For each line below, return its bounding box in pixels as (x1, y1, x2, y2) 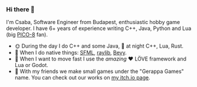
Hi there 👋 (6, 5, 35, 14)
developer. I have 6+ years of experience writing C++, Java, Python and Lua (6, 25, 192, 32)
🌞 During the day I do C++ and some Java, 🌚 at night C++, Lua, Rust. (14, 42, 184, 49)
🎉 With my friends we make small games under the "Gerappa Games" (14, 68, 184, 75)
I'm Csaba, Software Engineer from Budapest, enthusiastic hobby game (6, 19, 180, 26)
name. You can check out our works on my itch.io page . (14, 74, 150, 81)
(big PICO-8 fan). (6, 31, 48, 38)
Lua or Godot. (14, 62, 48, 69)
